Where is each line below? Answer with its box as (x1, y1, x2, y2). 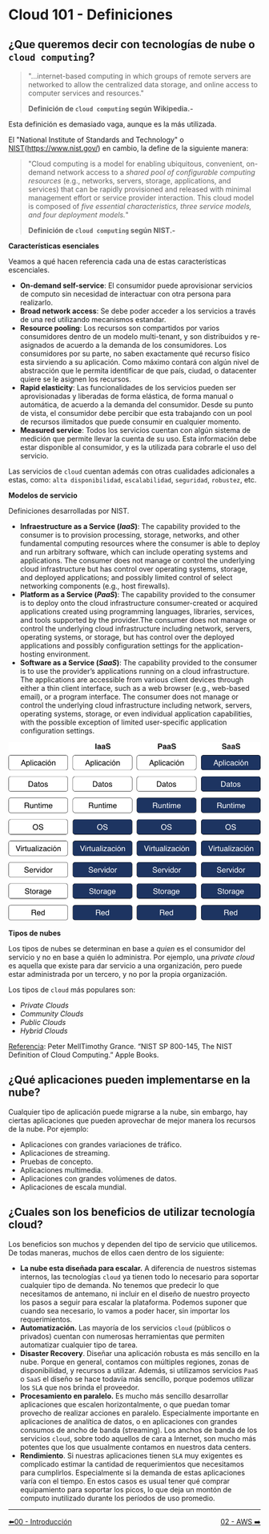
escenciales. (8, 265, 50, 274)
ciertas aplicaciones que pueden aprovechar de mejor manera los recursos (8, 1116, 256, 1125)
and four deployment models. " (27, 210, 130, 220)
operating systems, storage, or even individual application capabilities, (19, 709, 253, 718)
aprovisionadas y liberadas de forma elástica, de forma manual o (19, 391, 234, 401)
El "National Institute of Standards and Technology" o (8, 135, 184, 144)
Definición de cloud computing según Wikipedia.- (27, 104, 194, 113)
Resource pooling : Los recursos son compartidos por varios (19, 323, 220, 333)
